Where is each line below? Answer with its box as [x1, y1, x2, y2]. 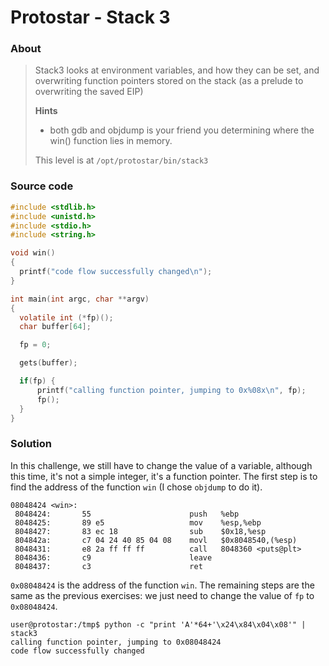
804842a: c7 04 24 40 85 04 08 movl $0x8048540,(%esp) [14, 535, 298, 545]
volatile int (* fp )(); [19, 312, 114, 323]
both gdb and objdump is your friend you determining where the [49, 124, 315, 136]
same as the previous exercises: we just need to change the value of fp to [10, 589, 315, 601]
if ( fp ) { [19, 376, 56, 386]
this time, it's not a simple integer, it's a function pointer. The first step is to [10, 470, 318, 482]
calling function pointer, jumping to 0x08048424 [10, 637, 222, 647]
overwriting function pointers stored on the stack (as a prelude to [34, 75, 304, 87]
